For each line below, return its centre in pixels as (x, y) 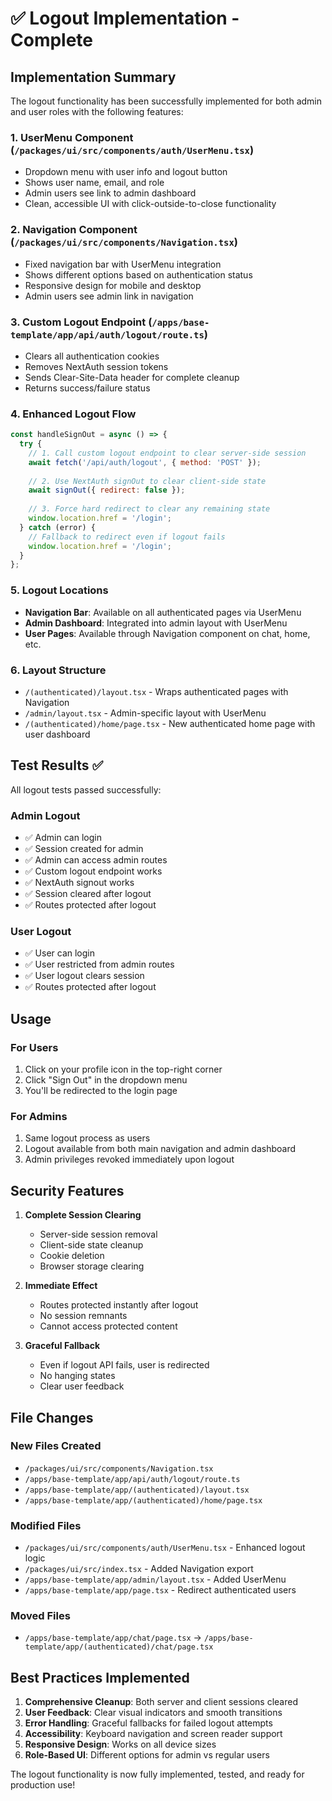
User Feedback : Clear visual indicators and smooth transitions (153, 1713)
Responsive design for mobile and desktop (113, 285)
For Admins (39, 1116)
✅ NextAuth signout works (79, 883)
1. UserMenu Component (72, 137)
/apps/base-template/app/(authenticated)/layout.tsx (137, 1490)
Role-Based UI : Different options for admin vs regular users (147, 1755)
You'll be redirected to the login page (101, 1090)
